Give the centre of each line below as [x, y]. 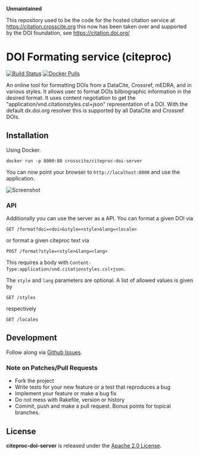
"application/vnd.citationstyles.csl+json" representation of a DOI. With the [97, 104]
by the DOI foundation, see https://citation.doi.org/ [68, 33]
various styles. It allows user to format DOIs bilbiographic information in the [99, 91]
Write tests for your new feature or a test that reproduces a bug [93, 387]
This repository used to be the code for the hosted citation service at [91, 20]
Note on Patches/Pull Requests [52, 368]
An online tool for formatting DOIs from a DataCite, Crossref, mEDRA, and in [99, 85]
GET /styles [21, 298]
